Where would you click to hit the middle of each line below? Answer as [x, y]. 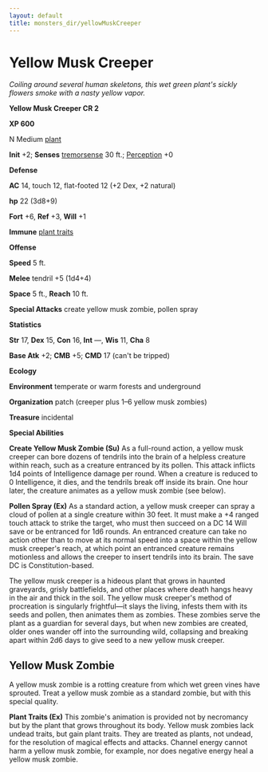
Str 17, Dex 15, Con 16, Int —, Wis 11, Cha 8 [80, 341]
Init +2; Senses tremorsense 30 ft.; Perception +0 [91, 155]
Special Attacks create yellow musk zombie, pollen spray [104, 309]
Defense [24, 170]
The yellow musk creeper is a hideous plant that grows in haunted [117, 581]
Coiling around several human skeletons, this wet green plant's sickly [123, 85]
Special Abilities [37, 433]
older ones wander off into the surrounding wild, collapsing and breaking [129, 632]
